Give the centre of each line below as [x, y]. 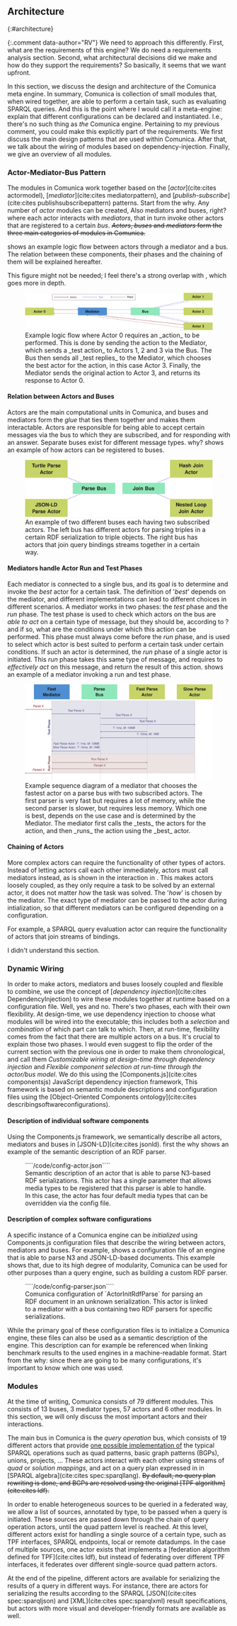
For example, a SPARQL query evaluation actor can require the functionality [117, 929]
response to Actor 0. [55, 380]
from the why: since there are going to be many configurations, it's [104, 1360]
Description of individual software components [78, 1120]
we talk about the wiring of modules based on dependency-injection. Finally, [118, 146]
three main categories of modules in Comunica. [77, 233]
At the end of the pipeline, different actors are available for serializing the [114, 1579]
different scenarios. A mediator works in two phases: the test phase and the [118, 606]
